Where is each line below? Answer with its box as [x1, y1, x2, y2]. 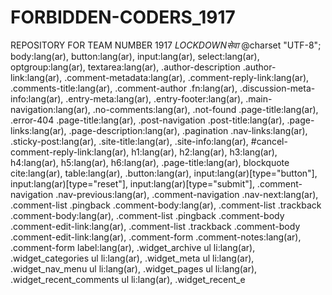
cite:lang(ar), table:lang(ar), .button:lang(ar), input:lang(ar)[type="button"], [10, 167, 318, 179]
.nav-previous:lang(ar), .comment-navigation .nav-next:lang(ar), [55, 188, 319, 200]
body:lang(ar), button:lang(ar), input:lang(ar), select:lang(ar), [10, 50, 260, 62]
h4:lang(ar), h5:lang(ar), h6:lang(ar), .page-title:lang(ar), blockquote [10, 156, 290, 168]
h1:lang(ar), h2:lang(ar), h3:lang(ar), [131, 146, 278, 158]
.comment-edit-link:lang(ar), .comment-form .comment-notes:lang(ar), [10, 231, 302, 243]
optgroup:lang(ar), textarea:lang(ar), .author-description [10, 61, 241, 73]
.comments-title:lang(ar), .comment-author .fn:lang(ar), [10, 82, 238, 94]
